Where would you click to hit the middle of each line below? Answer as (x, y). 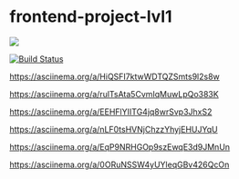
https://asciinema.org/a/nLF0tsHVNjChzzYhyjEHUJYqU (114, 129)
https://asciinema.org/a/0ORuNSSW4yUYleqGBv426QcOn (119, 164)
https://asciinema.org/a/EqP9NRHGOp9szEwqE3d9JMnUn (120, 146)
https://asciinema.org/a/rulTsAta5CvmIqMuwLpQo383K (114, 94)
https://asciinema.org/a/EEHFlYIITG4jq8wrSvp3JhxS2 (111, 112)
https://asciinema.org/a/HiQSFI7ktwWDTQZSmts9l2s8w (115, 76)
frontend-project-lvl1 (91, 17)
